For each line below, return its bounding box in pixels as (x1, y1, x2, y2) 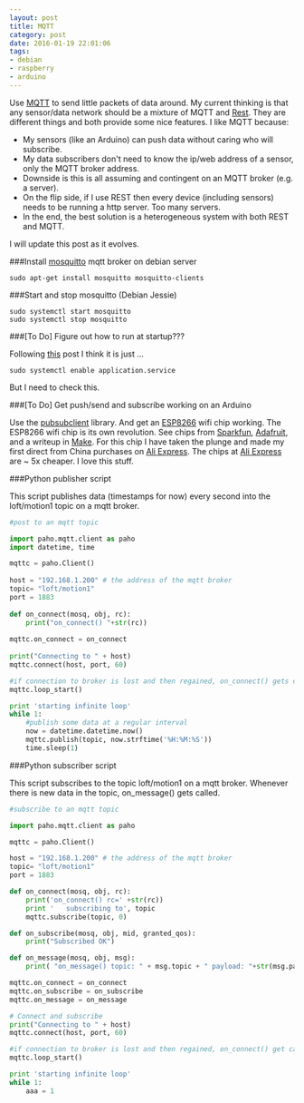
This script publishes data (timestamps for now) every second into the (9, 491, 271, 502)
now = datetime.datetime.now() (25, 727, 144, 736)
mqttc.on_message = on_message (9, 995, 128, 1004)
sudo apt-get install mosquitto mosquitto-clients (9, 273, 204, 282)
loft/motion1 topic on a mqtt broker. (9, 500, 140, 511)
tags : (9, 47, 30, 56)
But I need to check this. (9, 382, 100, 393)
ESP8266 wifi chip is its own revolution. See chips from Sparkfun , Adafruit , (9, 426, 289, 437)
